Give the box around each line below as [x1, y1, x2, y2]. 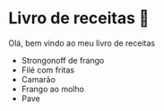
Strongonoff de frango [21, 55, 105, 65]
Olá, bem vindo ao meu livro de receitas [8, 38, 156, 48]
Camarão [21, 73, 56, 84]
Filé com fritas [21, 64, 75, 75]
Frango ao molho [21, 83, 84, 94]
